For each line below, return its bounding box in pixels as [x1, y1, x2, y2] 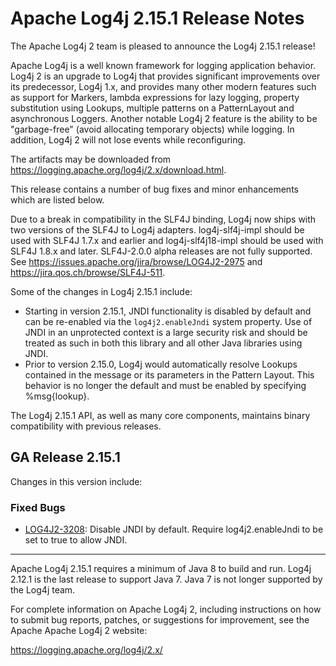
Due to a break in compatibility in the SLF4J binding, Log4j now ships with [10, 213, 317, 225]
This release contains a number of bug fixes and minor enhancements [10, 183, 299, 195]
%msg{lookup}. [24, 390, 90, 402]
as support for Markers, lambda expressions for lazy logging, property [10, 91, 300, 103]
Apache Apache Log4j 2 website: [10, 625, 148, 637]
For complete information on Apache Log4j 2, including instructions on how [10, 603, 322, 616]
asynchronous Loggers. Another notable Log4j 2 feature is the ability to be [10, 112, 318, 124]
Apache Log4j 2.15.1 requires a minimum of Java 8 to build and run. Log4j [10, 563, 312, 575]
